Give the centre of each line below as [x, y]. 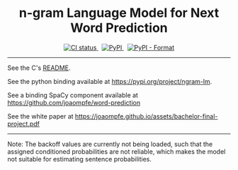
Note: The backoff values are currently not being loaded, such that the [110, 144]
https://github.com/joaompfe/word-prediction [74, 102]
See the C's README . [39, 68]
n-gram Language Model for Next [119, 13]
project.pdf [24, 123]
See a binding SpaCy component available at [73, 95]
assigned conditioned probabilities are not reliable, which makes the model [117, 151]
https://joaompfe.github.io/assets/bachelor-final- [146, 116]
